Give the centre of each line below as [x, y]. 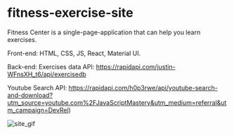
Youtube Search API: [37, 87]
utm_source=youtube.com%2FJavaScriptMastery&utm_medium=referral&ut [117, 102]
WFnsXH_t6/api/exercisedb [47, 74]
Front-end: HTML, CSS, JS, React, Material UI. [74, 53]
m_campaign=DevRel [38, 110]
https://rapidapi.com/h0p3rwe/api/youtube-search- [143, 87]
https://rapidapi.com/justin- [136, 66]
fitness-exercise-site [70, 13]
